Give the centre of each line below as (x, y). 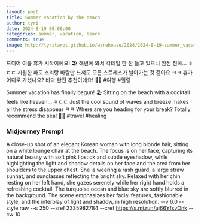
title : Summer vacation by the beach (53, 17)
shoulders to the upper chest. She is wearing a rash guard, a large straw (95, 170)
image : (14, 46)
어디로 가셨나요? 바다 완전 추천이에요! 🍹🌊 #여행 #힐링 (68, 80)
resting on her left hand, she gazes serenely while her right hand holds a (95, 183)
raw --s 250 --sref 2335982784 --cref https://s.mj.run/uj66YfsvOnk (103, 208)
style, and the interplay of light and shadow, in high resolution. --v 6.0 (92, 202)
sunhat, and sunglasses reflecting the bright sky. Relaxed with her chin (93, 176)
